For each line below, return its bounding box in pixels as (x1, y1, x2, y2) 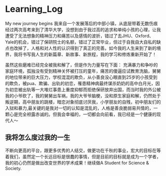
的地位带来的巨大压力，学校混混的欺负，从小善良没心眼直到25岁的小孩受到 (5, 74, 158, 80)
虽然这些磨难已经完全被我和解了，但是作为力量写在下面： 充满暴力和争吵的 (5, 62, 158, 68)
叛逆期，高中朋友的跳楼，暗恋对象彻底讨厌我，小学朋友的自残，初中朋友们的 (5, 99, 161, 105)
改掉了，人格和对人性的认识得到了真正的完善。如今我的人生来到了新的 (13, 45, 157, 51)
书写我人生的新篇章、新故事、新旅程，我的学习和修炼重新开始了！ (22, 51, 157, 57)
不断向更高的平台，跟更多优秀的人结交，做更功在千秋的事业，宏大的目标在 (5, 147, 157, 153)
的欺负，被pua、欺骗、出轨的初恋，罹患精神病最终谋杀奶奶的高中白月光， (5, 80, 156, 86)
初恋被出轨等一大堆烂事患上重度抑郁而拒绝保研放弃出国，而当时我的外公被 (9, 87, 161, 92)
